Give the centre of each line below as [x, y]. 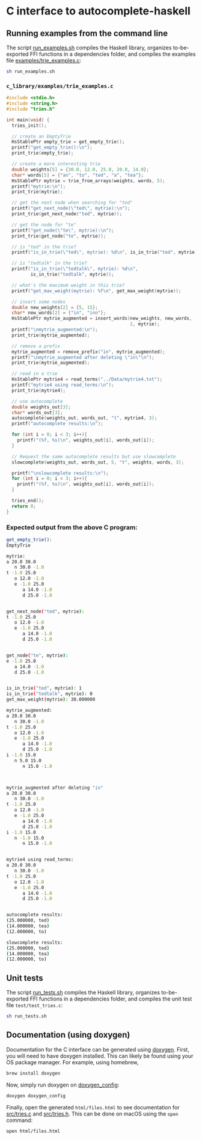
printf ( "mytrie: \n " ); [39, 186]
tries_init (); [29, 125]
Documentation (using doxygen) [68, 1035]
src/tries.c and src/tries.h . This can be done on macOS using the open [92, 1114]
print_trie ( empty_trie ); [43, 153]
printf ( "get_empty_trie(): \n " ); [52, 148]
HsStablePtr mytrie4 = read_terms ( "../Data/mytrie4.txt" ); [87, 379]
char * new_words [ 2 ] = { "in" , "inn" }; [59, 313]
